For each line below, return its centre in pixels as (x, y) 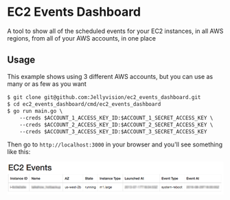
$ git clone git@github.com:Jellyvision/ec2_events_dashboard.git (104, 97)
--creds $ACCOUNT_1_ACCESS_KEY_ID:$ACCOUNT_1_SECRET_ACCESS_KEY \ (116, 118)
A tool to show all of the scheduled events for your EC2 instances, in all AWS (115, 31)
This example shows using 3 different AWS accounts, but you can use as (110, 76)
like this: (19, 151)
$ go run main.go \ (35, 111)
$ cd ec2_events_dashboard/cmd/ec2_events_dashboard (84, 104)
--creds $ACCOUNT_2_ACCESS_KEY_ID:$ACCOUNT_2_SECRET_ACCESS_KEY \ (116, 124)
